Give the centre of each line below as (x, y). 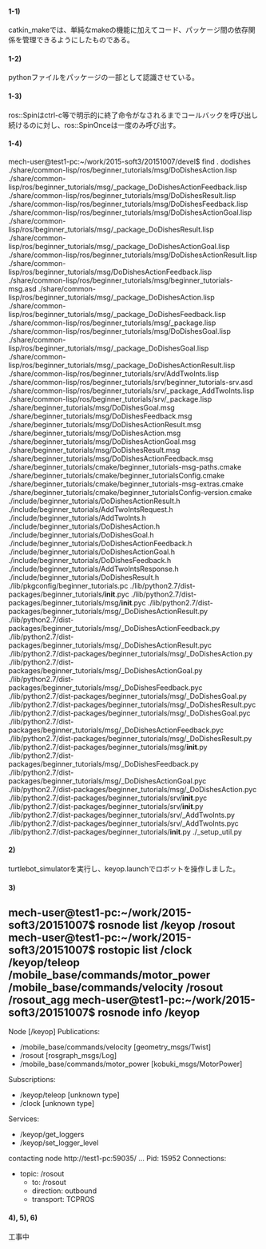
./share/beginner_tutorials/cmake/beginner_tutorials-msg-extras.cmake (126, 484)
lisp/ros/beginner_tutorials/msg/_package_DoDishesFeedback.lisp (117, 314)
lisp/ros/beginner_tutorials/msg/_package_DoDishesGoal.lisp (109, 348)
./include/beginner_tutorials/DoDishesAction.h (84, 526)
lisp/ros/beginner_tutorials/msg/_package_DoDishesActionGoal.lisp (119, 246)
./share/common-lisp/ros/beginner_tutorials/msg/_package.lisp (112, 323)
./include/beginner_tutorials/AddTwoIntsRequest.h (91, 509)
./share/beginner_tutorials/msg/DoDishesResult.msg (94, 450)
